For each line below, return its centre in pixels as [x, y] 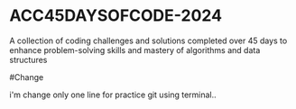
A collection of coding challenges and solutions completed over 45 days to [148, 41]
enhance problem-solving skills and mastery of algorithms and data [135, 50]
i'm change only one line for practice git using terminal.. [113, 95]
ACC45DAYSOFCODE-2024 [116, 16]
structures [28, 59]
